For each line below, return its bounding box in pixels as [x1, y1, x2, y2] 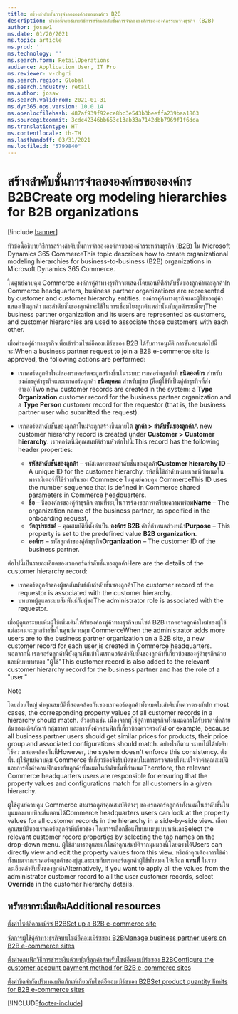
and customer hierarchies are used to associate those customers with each [7, 318, 229, 326]
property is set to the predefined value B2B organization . [28, 530, 197, 538]
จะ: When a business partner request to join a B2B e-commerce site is [7, 347, 210, 356]
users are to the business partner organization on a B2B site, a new [7, 634, 205, 643]
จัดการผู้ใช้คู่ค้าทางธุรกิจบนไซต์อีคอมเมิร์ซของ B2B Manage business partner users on [7, 934, 227, 942]
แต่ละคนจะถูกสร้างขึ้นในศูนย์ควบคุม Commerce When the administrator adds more [7, 626, 226, 634]
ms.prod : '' [7, 43, 43, 51]
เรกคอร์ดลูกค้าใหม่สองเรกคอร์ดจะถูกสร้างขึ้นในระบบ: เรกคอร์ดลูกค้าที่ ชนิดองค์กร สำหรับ [17, 369, 222, 377]
